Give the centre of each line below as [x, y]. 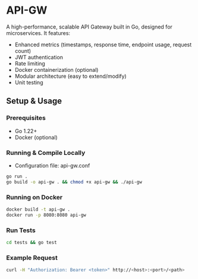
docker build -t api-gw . [38, 209]
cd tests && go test [32, 243]
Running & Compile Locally [46, 153]
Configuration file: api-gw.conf [52, 165]
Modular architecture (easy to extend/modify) [70, 76]
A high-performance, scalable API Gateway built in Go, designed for [89, 27]
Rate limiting [30, 64]
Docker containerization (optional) [56, 69]
